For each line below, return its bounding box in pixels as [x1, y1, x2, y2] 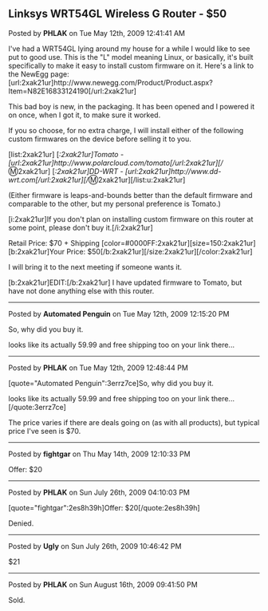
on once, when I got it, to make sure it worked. [8, 110, 161, 120]
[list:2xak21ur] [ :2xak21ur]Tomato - [8, 149, 124, 159]
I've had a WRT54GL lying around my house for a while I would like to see [8, 44, 250, 53]
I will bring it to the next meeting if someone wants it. [8, 262, 182, 271]
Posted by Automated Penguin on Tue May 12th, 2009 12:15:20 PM [8, 309, 230, 318]
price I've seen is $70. [8, 426, 81, 436]
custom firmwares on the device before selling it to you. [8, 134, 191, 144]
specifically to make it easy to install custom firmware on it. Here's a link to [8, 61, 254, 70]
